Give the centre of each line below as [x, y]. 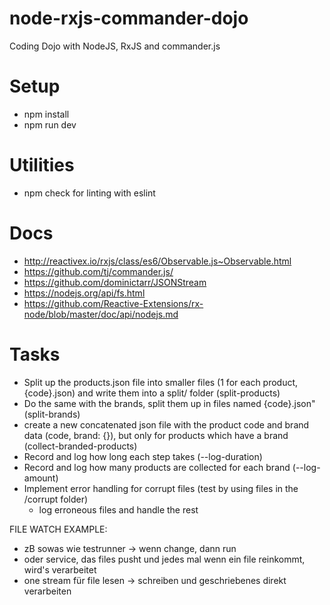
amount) [41, 478]
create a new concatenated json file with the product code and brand [166, 424]
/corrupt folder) [56, 499]
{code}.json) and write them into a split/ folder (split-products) [152, 393]
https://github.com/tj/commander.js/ [98, 271]
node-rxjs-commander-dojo [129, 18]
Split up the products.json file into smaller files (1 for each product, [161, 382]
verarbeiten [47, 591]
